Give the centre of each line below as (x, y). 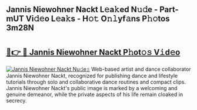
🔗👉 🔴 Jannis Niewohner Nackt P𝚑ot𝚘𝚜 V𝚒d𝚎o (93, 52)
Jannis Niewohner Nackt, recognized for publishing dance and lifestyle (92, 76)
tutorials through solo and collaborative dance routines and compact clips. (96, 82)
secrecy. (16, 101)
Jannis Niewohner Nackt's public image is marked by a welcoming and (92, 88)
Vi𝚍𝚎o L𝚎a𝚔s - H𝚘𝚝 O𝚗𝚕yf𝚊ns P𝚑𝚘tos (98, 19)
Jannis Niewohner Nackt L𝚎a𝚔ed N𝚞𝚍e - (82, 10)
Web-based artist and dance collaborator (141, 69)
